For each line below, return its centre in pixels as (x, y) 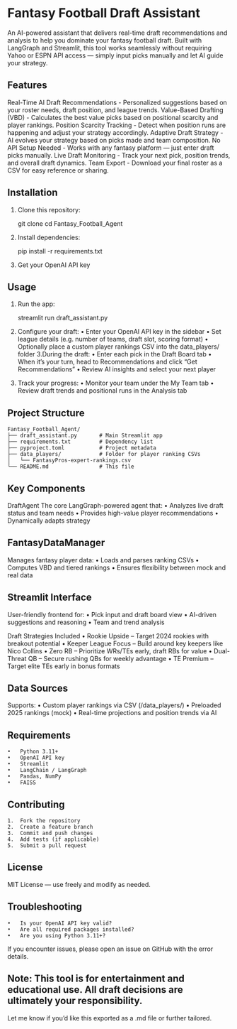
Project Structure (46, 413)
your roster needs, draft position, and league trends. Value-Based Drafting (115, 110)
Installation (33, 193)
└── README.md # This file (71, 467)
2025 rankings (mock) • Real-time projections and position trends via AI (112, 713)
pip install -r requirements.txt (60, 251)
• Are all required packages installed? (71, 929)
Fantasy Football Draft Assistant (104, 13)
